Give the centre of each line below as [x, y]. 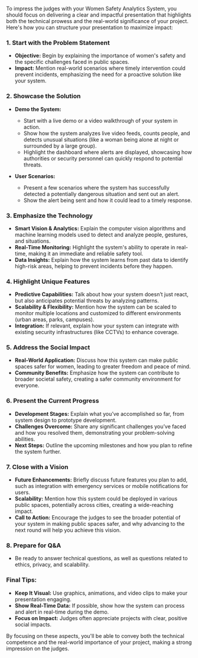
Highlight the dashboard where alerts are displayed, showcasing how [108, 152]
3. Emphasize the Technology [50, 216]
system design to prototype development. [66, 420]
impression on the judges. [38, 649]
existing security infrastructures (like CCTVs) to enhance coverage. [97, 332]
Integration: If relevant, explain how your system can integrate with [97, 326]
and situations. [33, 241]
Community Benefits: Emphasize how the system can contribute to [97, 373]
